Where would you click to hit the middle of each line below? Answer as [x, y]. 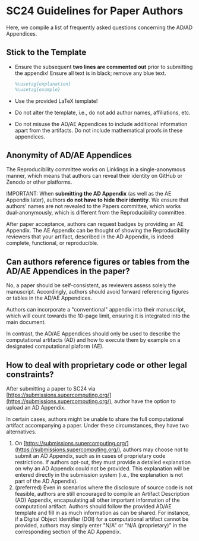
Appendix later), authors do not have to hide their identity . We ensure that [97, 200]
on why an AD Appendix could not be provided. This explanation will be [102, 468]
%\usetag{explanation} [43, 84]
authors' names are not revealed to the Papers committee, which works [94, 206]
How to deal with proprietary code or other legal [97, 365]
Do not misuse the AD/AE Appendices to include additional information [101, 124]
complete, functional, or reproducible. [53, 243]
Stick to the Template [46, 53]
